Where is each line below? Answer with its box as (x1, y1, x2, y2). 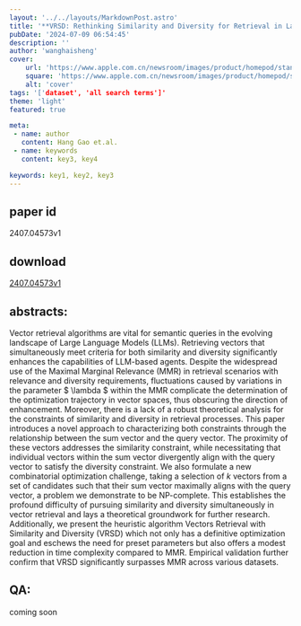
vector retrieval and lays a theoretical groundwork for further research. (9, 508, 271, 519)
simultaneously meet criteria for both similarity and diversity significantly (9, 347, 278, 357)
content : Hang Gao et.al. (21, 138, 118, 147)
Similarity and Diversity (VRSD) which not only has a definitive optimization (9, 527, 286, 539)
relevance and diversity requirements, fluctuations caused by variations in (9, 375, 282, 386)
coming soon (9, 606, 58, 617)
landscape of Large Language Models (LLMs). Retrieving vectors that (9, 337, 265, 348)
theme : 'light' (9, 96, 66, 106)
